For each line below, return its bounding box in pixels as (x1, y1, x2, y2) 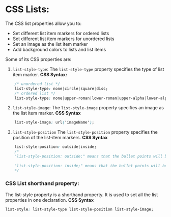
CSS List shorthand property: (5, 180, 79, 187)
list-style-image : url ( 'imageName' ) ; (14, 120, 95, 125)
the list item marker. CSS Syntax (12, 110, 81, 116)
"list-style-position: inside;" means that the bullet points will (14, 163, 160, 168)
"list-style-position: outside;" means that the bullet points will (14, 154, 163, 159)
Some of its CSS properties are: (5, 56, 72, 62)
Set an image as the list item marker (12, 41, 88, 47)
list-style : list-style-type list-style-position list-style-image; (5, 207, 154, 212)
